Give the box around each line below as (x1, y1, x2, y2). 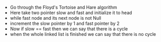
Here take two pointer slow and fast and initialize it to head (10, 10, 132, 16)
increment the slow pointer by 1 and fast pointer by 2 (10, 20, 120, 26)
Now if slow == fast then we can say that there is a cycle (10, 26, 128, 32)
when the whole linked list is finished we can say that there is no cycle (10, 31, 156, 37)
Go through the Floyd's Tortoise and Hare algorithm (10, 5, 118, 10)
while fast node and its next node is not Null (10, 15, 101, 21)
